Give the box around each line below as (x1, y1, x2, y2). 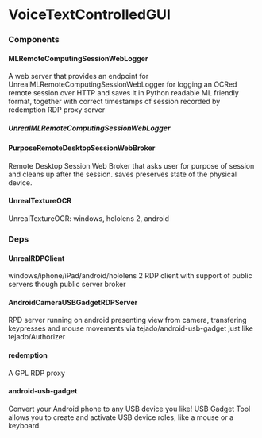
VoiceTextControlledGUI (8, 6, 171, 24)
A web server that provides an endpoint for (8, 72, 149, 81)
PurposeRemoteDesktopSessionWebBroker (8, 143, 156, 153)
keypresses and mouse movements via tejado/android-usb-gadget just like (8, 324, 254, 333)
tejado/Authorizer (8, 332, 66, 342)
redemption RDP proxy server (8, 105, 106, 114)
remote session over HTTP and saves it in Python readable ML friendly (8, 88, 240, 98)
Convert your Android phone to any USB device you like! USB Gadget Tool (8, 404, 251, 413)
